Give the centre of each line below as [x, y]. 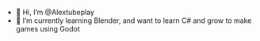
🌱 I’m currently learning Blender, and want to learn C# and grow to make [134, 20]
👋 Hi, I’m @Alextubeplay [55, 12]
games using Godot [48, 29]
